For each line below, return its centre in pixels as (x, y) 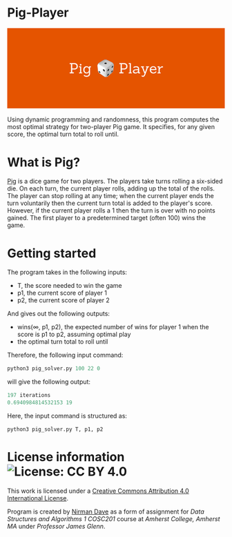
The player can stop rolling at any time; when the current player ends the (110, 196)
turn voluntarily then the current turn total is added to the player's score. (110, 203)
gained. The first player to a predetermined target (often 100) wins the (106, 218)
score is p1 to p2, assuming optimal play (74, 334)
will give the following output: (49, 382)
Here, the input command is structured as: (67, 416)
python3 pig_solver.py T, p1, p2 (55, 429)
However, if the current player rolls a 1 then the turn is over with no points (111, 211)
